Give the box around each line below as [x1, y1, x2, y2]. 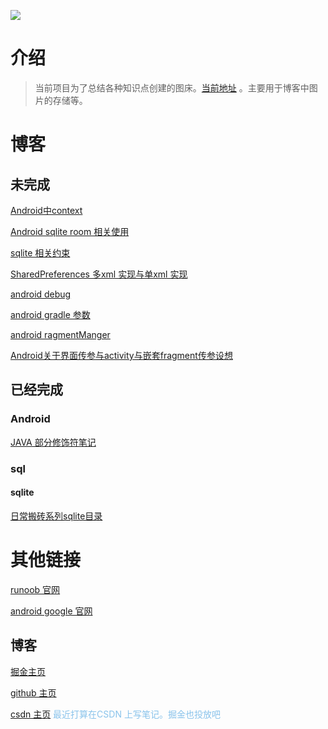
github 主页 [10, 686, 57, 699]
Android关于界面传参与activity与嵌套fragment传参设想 [10, 349, 233, 361]
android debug [10, 288, 72, 300]
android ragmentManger [10, 328, 111, 340]
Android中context [10, 204, 83, 216]
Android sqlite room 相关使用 [10, 225, 130, 237]
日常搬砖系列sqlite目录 [10, 510, 103, 522]
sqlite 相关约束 [10, 246, 71, 259]
